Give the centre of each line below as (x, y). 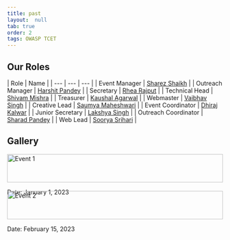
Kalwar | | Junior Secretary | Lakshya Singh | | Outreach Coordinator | (105, 112)
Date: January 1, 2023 (38, 192)
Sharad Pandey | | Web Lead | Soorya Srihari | (72, 119)
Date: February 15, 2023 (41, 229)
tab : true (21, 26)
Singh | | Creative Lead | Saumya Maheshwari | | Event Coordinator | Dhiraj (112, 105)
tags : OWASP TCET (32, 39)
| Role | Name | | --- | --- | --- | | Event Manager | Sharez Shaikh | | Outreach (115, 83)
